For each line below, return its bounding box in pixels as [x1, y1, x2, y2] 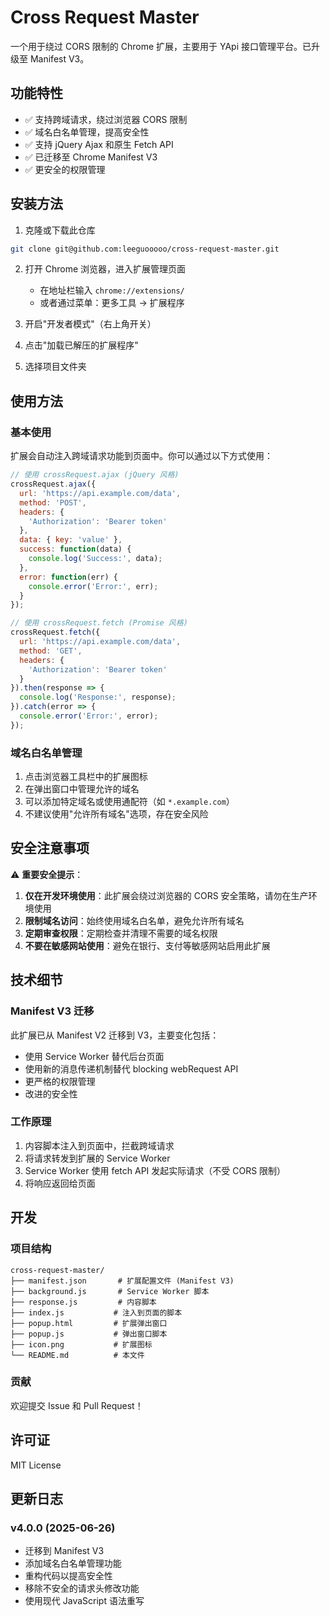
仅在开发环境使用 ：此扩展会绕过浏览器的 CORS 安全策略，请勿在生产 [24, 889, 309, 901]
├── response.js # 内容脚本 [10, 1297, 157, 1307]
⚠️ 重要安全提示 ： [10, 868, 84, 880]
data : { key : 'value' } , [19, 535, 123, 545]
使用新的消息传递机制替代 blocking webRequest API [24, 1062, 239, 1075]
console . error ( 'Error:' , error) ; [19, 711, 159, 721]
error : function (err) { [19, 572, 118, 582]
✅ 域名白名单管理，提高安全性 [24, 126, 150, 138]
